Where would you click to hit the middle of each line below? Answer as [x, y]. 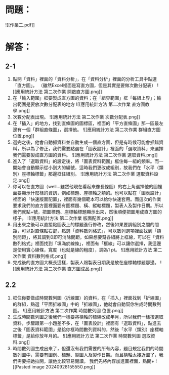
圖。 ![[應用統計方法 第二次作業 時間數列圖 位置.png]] [68, 310]
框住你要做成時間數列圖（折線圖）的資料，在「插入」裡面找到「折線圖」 [88, 298]
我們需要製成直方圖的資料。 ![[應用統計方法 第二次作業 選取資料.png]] [85, 155]
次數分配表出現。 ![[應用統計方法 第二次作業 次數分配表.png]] [76, 117]
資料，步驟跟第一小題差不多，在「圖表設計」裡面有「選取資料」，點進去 [87, 323]
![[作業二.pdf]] [20, 25]
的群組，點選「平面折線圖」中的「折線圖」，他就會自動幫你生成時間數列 [87, 304]
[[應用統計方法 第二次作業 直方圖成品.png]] [57, 269]
